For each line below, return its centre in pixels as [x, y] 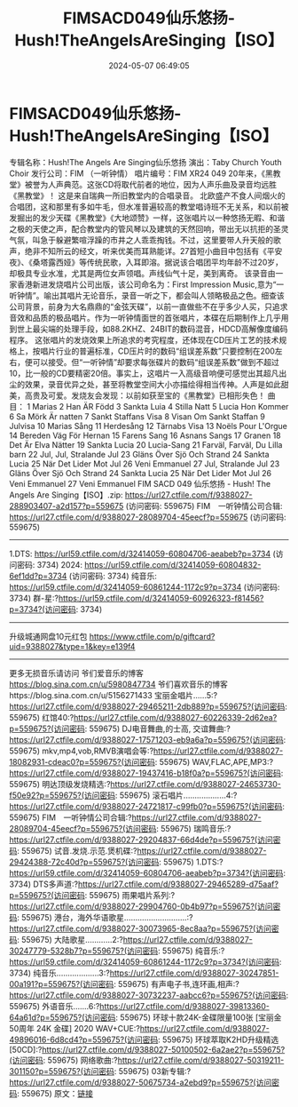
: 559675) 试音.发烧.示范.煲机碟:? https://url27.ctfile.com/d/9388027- [142, 850]
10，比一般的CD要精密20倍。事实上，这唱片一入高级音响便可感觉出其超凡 [144, 373]
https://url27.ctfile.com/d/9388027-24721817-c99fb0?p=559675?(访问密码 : [147, 806]
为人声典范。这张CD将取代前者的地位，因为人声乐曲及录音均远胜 [158, 184]
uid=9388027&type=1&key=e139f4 [72, 646]
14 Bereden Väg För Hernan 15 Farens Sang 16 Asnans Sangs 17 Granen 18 [145, 435]
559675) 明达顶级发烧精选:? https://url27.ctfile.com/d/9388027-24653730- [145, 784]
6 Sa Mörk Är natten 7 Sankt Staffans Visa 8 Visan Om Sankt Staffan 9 [137, 416]
